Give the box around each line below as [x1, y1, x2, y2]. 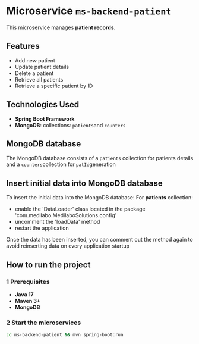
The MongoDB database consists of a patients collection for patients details [6, 155, 194, 162]
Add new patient [14, 57, 55, 64]
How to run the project [6, 259, 91, 270]
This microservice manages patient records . [6, 24, 116, 31]
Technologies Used [6, 99, 79, 110]
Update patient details [14, 63, 70, 70]
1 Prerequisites [6, 277, 50, 286]
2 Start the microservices [6, 318, 81, 327]
